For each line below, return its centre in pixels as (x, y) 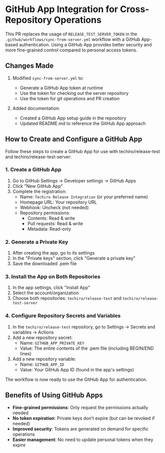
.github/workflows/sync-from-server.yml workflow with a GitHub (73, 39)
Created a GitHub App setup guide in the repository (73, 118)
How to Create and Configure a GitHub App (74, 139)
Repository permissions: (45, 213)
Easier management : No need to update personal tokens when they (83, 439)
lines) (26, 353)
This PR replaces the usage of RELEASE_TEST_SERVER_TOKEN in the (71, 34)
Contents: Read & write (51, 218)
